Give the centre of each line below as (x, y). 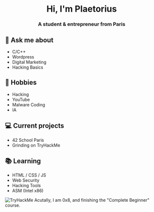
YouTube (21, 99)
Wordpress (23, 57)
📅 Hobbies (21, 83)
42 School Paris (28, 140)
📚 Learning (23, 161)
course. (13, 205)
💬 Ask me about (29, 40)
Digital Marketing (29, 62)
